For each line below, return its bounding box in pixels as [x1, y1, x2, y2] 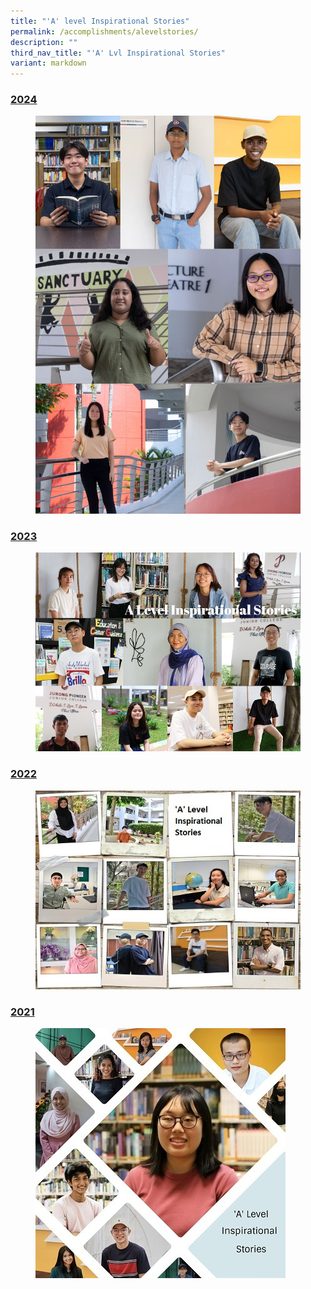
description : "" [10, 37, 78, 47]
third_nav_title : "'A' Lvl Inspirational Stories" [10, 48, 226, 58]
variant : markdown [10, 58, 87, 69]
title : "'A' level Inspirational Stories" [10, 16, 190, 26]
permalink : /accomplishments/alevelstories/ [10, 26, 199, 37]
